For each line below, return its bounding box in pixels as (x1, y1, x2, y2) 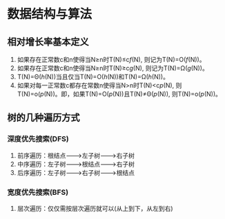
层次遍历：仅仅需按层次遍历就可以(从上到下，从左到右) (17, 204, 174, 212)
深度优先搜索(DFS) (7, 134, 69, 144)
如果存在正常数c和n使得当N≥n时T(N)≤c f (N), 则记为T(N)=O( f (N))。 (17, 56, 206, 63)
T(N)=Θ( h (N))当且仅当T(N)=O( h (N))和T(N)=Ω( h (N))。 (17, 73, 169, 81)
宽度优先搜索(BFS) (7, 187, 69, 197)
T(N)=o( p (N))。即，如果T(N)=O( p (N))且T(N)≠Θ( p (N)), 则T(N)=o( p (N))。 (17, 90, 222, 98)
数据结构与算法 (7, 6, 92, 22)
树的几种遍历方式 (7, 112, 80, 124)
